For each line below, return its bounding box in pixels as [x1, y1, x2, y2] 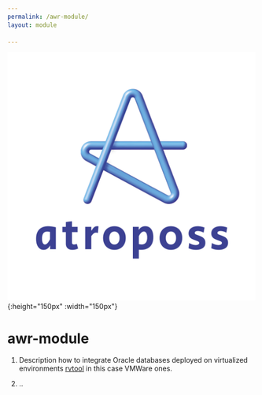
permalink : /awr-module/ [7, 13, 89, 20]
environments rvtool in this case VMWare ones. [18, 363, 172, 374]
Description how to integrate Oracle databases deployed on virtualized [18, 356, 249, 365]
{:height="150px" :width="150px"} [7, 302, 118, 311]
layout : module [7, 20, 57, 29]
